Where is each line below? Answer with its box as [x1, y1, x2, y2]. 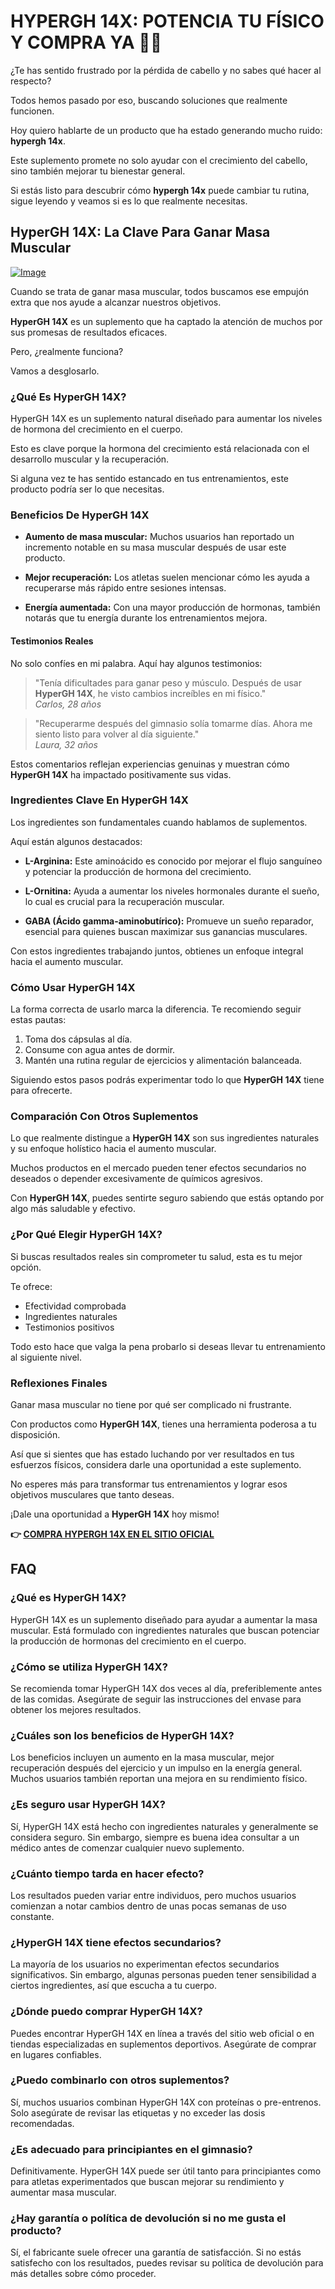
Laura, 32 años [34, 738, 98, 750]
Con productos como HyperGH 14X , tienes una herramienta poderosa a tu [10, 1418, 317, 1430]
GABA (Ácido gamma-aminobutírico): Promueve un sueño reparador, [24, 915, 314, 927]
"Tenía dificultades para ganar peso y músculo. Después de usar [34, 676, 302, 689]
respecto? [10, 75, 52, 87]
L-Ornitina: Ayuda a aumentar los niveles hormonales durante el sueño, [24, 885, 320, 897]
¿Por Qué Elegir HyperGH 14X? [10, 1228, 163, 1242]
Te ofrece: [10, 1280, 53, 1292]
